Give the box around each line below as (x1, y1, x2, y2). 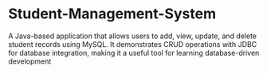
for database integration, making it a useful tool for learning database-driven (8, 48, 260, 57)
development (8, 56, 52, 66)
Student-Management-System (8, 5, 217, 23)
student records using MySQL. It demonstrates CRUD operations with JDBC (8, 39, 257, 49)
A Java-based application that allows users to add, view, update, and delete (8, 31, 257, 41)
